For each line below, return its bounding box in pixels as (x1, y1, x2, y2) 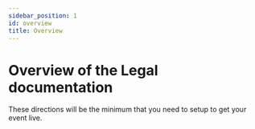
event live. (8, 113, 43, 123)
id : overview (8, 19, 52, 27)
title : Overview (8, 26, 63, 34)
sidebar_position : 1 (8, 11, 78, 20)
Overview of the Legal (8, 61, 158, 79)
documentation (8, 78, 113, 96)
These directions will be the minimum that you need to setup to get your (8, 105, 247, 115)
